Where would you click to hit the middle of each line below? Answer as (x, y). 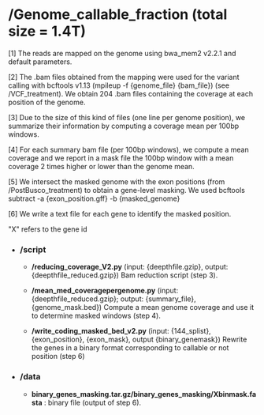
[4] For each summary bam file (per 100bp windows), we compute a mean (129, 149)
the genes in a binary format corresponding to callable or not (130, 348)
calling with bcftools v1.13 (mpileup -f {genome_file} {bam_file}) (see (119, 85)
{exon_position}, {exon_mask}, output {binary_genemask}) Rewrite (139, 340)
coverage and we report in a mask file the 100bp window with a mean (121, 158)
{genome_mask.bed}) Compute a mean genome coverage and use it (143, 307)
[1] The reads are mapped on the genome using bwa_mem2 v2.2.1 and (122, 53)
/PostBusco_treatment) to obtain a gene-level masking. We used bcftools (127, 190)
